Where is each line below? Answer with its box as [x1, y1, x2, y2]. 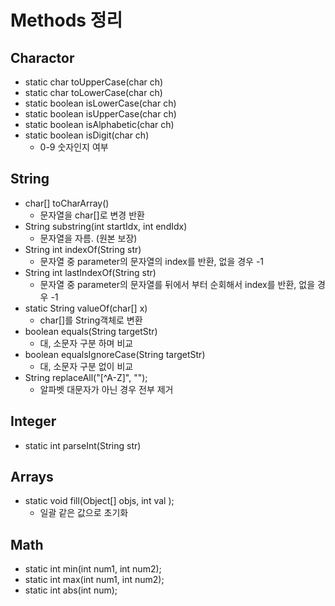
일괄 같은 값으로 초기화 [39, 507, 129, 519]
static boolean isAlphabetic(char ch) [24, 119, 175, 130]
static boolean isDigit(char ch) [24, 129, 150, 141]
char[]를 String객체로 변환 [39, 314, 143, 326]
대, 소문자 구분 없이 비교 [39, 360, 134, 372]
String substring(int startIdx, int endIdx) [24, 220, 188, 232]
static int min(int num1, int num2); [24, 563, 162, 575]
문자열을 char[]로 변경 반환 [39, 209, 145, 221]
